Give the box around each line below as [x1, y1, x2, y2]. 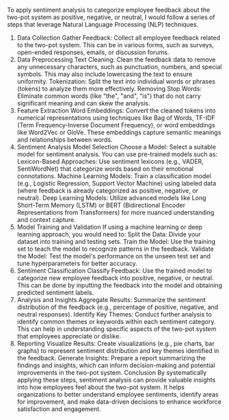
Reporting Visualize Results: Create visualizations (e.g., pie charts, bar [16, 339, 215, 347]
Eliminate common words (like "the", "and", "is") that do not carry [16, 92, 202, 100]
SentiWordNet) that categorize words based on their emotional [16, 164, 193, 173]
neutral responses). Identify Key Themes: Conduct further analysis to [16, 310, 212, 318]
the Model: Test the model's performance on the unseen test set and [16, 252, 211, 260]
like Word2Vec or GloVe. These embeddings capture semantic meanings [16, 128, 221, 136]
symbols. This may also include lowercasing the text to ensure [16, 70, 193, 78]
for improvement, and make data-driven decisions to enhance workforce [16, 397, 222, 406]
